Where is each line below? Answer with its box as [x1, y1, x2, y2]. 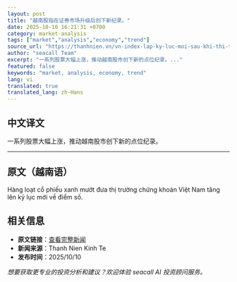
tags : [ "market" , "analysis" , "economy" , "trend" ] [7, 37, 150, 44]
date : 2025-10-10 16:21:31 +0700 [7, 23, 106, 30]
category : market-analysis [7, 30, 87, 37]
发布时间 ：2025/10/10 [17, 252, 82, 261]
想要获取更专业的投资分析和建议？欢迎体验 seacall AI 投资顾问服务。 [7, 267, 207, 276]
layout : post [7, 10, 46, 18]
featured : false [7, 63, 55, 70]
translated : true [7, 82, 59, 90]
